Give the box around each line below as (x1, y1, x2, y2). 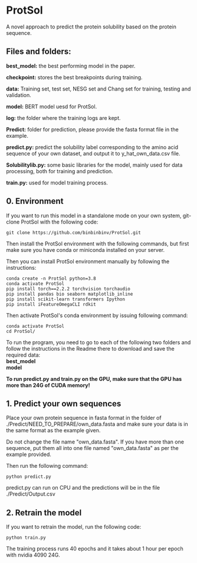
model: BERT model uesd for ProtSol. (6, 103, 97, 110)
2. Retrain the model (6, 507, 82, 517)
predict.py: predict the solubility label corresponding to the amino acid (6, 143, 179, 151)
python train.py (6, 535, 46, 541)
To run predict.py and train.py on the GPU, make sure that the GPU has (6, 375, 182, 382)
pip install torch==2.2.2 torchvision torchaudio (6, 286, 131, 292)
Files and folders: (6, 47, 71, 57)
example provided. (6, 451, 52, 458)
